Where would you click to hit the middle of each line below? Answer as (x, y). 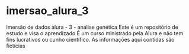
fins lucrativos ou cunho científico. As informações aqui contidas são (90, 39)
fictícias (16, 46)
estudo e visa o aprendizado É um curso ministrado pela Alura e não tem (95, 33)
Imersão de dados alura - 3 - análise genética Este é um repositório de (92, 27)
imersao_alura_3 (47, 11)
